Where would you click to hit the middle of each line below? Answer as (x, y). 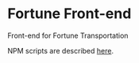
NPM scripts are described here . (61, 50)
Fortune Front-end (69, 14)
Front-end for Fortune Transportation (68, 35)
